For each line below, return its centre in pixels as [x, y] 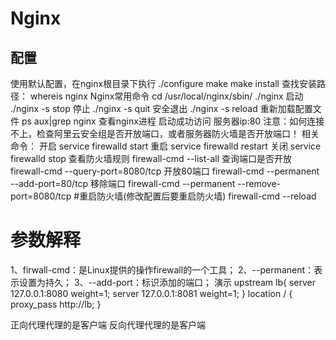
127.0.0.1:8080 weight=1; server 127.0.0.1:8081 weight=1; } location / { [151, 293]
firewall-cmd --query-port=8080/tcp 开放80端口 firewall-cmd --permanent [165, 171]
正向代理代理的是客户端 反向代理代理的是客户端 [108, 324]
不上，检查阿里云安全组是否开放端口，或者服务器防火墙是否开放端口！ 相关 [165, 133]
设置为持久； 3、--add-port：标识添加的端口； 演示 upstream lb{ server [167, 282]
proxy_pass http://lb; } [56, 304]
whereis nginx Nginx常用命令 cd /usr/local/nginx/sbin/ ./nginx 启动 [166, 96]
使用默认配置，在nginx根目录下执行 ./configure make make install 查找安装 [163, 83]
